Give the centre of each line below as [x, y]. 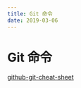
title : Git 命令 [30, 14]
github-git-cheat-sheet [40, 77]
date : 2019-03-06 [33, 20]
